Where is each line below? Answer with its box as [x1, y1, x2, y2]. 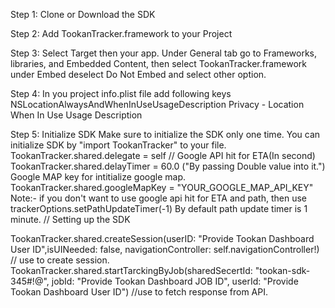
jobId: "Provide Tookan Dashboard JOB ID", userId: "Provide [51, 275, 299, 287]
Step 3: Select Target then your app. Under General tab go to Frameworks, [10, 47, 317, 59]
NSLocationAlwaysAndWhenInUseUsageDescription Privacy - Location [10, 99, 305, 110]
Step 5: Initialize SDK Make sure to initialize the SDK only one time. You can [10, 129, 321, 140]
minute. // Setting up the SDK [10, 214, 131, 225]
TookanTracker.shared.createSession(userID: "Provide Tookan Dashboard [10, 233, 315, 244]
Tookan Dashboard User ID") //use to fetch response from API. [10, 286, 268, 298]
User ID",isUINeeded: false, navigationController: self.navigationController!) [10, 244, 320, 255]
